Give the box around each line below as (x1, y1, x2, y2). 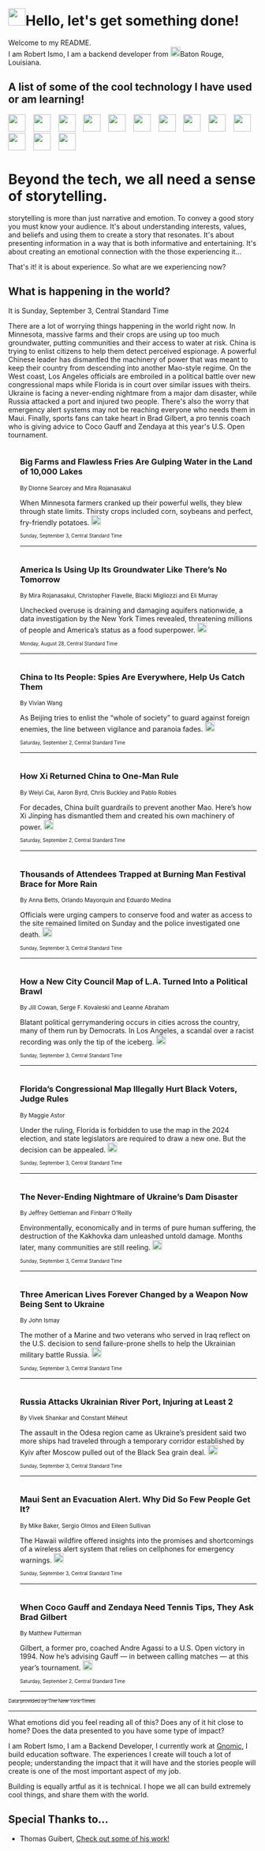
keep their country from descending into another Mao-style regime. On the (8, 363, 252, 372)
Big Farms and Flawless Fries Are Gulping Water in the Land (19, 456, 253, 467)
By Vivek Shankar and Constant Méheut (19, 1414, 128, 1422)
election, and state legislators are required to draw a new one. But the (19, 1134, 246, 1143)
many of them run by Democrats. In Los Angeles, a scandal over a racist (19, 1026, 255, 1036)
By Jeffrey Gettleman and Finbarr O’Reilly (19, 1209, 132, 1217)
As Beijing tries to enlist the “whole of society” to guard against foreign (19, 713, 250, 723)
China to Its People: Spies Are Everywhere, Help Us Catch (19, 672, 245, 683)
